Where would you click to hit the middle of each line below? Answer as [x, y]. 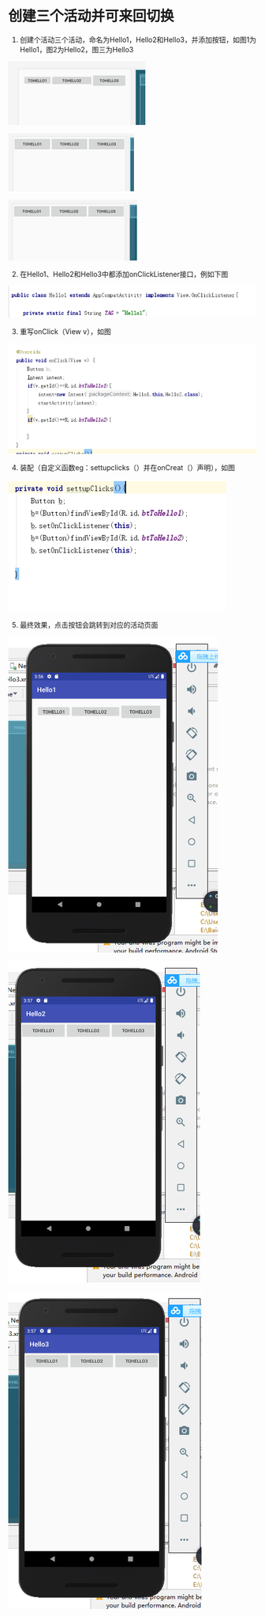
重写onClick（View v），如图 [65, 332]
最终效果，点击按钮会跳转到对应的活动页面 [89, 624]
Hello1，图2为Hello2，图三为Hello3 [77, 49]
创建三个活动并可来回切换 [91, 16]
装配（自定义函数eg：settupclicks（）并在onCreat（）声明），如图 [127, 467]
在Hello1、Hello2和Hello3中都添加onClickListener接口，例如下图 [124, 274]
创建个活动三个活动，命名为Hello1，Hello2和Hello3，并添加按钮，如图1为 [138, 40]
